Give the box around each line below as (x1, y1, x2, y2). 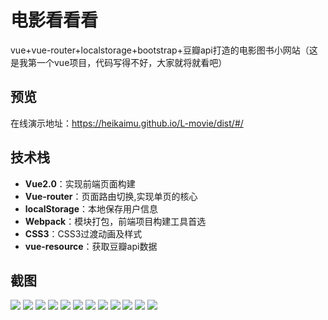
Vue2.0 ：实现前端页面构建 (24, 177, 136, 190)
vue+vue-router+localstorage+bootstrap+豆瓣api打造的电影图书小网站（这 (10, 44, 318, 56)
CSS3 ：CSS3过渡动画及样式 (24, 227, 143, 240)
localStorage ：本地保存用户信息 (24, 202, 159, 215)
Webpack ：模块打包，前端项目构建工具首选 (24, 215, 207, 227)
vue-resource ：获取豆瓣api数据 (24, 240, 158, 252)
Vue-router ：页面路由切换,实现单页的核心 (24, 190, 198, 202)
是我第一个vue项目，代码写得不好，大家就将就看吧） (10, 56, 228, 68)
